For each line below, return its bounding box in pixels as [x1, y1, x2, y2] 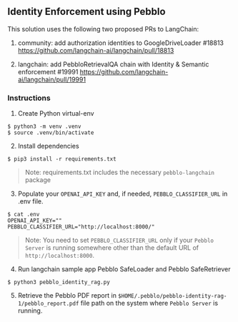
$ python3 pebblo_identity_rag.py [7, 278, 111, 286]
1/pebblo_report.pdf [17, 300, 79, 308]
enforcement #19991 [17, 67, 79, 76]
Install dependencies [17, 142, 80, 151]
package [24, 176, 51, 184]
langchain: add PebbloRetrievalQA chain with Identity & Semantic [17, 60, 209, 69]
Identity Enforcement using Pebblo [7, 6, 166, 18]
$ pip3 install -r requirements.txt [7, 156, 116, 163]
